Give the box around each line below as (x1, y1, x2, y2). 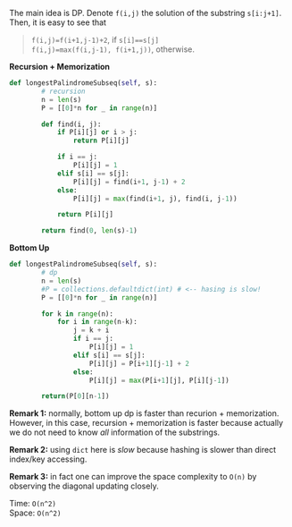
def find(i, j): (41, 120, 102, 129)
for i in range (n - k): (56, 318, 138, 327)
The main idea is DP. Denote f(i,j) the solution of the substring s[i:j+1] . (9, 8, 282, 18)
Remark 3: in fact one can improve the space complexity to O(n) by (9, 472, 257, 482)
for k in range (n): (41, 309, 114, 319)
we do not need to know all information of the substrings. (9, 427, 221, 438)
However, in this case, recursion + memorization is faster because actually (9, 418, 284, 429)
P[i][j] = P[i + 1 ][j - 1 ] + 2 (88, 359, 190, 368)
